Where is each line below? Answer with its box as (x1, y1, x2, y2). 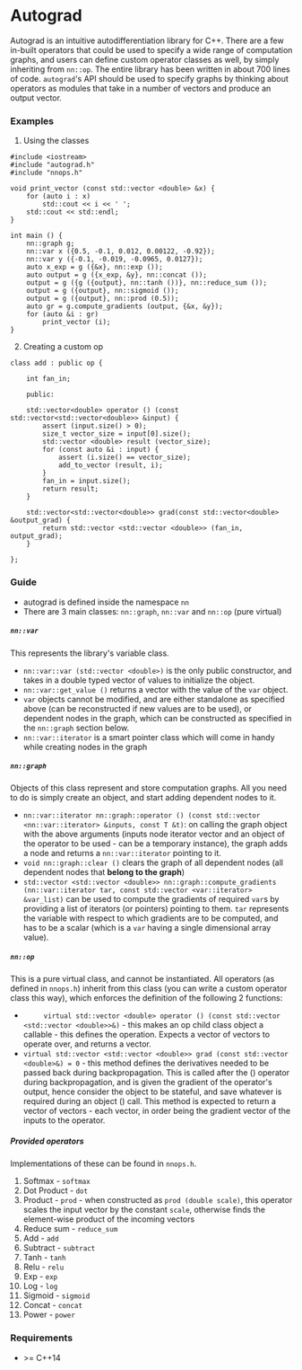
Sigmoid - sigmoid (22, 1290, 91, 1301)
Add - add (22, 1233, 59, 1244)
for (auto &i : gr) (26, 310, 99, 319)
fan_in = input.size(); (42, 477, 131, 486)
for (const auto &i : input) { (42, 446, 160, 455)
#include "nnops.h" (10, 168, 83, 178)
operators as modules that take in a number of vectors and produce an (10, 83, 272, 93)
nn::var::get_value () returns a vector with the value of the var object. (22, 684, 289, 694)
